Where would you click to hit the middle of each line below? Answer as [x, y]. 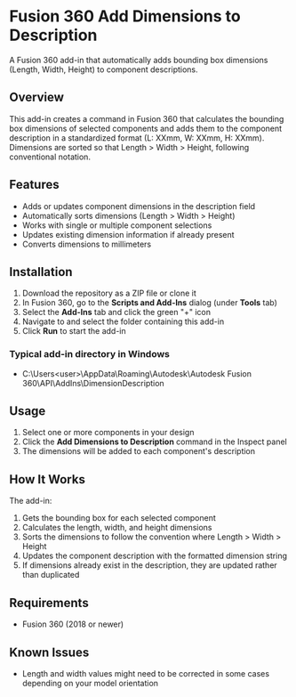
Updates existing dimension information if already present [128, 234]
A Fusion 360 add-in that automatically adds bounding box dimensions [139, 60]
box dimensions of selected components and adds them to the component [146, 128]
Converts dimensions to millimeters [87, 244]
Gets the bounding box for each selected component [119, 518]
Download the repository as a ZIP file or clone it [109, 293]
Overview [37, 97]
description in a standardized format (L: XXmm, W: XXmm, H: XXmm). [137, 138]
